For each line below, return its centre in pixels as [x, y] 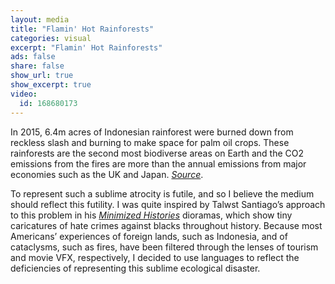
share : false [37, 66]
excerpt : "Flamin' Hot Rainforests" [86, 47]
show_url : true [42, 76]
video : [24, 94]
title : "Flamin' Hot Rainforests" [82, 29]
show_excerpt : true [51, 85]
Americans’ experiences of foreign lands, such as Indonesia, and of [149, 236]
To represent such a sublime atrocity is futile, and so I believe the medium [162, 193]
